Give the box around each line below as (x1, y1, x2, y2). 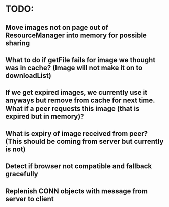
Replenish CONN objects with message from (5, 187, 148, 195)
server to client (5, 194, 54, 203)
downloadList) (5, 71, 51, 80)
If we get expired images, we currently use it (5, 88, 148, 97)
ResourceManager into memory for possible (5, 31, 147, 39)
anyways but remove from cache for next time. (5, 96, 155, 105)
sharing (5, 39, 30, 47)
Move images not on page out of (5, 23, 109, 32)
